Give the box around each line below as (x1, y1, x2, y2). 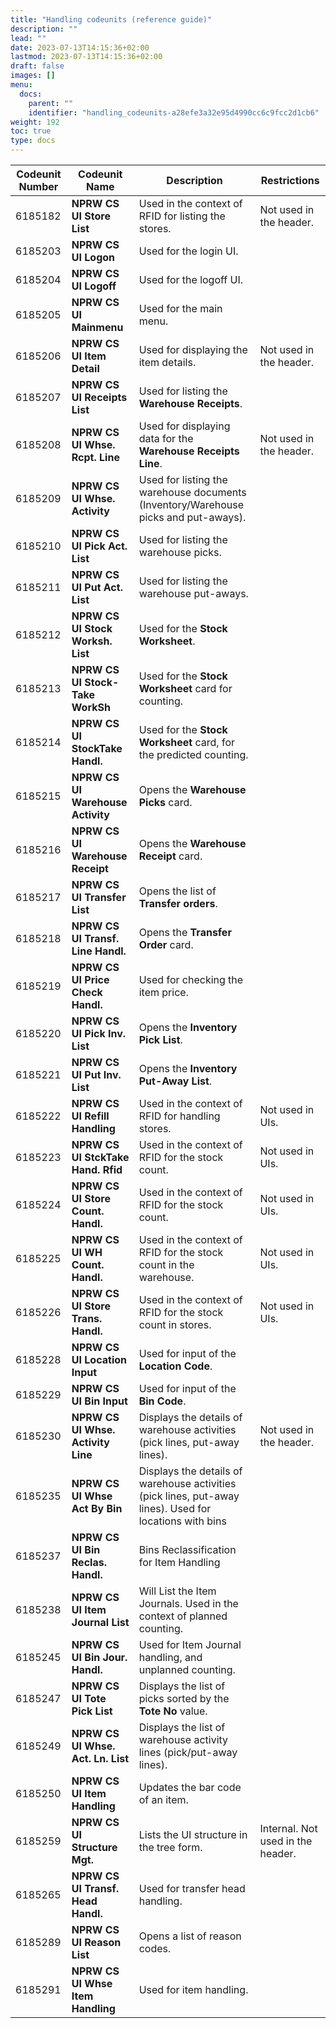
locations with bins (138, 1514, 227, 1528)
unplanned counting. (138, 1663, 236, 1676)
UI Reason (71, 1936, 122, 1949)
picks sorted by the (138, 1692, 230, 1705)
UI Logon (71, 251, 116, 264)
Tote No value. (138, 1704, 208, 1718)
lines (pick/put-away (138, 1746, 238, 1759)
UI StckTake (71, 1151, 130, 1164)
